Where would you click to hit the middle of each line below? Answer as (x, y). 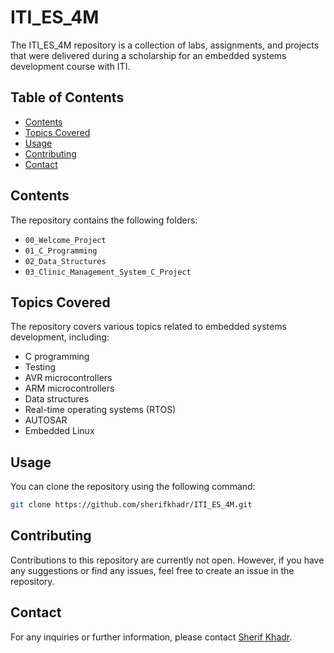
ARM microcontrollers (69, 388)
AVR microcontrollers (68, 378)
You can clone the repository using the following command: (133, 487)
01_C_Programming (61, 251)
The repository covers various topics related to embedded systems (148, 327)
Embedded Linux (59, 431)
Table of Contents (67, 97)
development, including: (60, 337)
